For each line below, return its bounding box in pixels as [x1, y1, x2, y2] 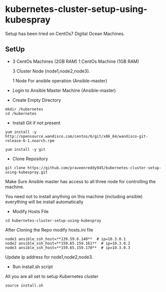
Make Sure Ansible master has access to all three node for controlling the [5, 178, 156, 184]
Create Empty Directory [12, 97, 61, 103]
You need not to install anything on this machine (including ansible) [5, 193, 143, 199]
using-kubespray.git [5, 170, 48, 175]
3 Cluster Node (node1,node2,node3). [12, 68, 91, 74]
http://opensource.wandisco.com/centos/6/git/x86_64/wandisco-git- [5, 134, 149, 139]
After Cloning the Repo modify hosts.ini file [5, 227, 94, 233]
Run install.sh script [12, 264, 53, 270]
